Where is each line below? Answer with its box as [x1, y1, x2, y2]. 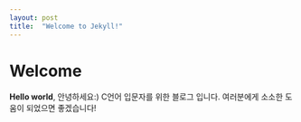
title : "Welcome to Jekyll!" [9, 22, 124, 31]
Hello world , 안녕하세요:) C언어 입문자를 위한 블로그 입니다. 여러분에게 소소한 [9, 91, 283, 102]
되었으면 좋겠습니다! [25, 103, 97, 114]
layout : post [9, 13, 59, 23]
